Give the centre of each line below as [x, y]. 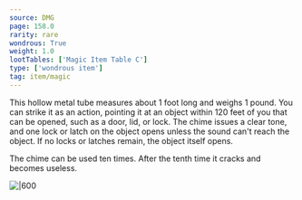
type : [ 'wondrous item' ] [56, 69]
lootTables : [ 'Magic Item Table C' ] [78, 60]
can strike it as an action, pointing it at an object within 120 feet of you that [148, 112]
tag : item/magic [40, 77]
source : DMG [32, 18]
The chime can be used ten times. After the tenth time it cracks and [135, 158]
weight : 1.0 [32, 52]
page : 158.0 [32, 26]
